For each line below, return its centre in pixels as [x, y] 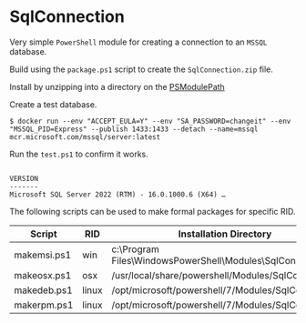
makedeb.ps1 [43, 290]
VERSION [24, 178]
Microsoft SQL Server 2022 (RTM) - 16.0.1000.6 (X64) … [117, 194]
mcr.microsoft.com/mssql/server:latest [85, 137]
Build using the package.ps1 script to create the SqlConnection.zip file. [141, 69]
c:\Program [135, 249]
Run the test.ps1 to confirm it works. [79, 154]
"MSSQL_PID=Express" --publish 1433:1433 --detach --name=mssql [134, 129]
